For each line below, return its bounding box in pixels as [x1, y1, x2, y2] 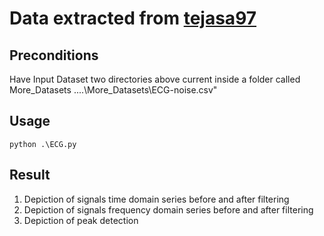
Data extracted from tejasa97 [9, 7, 257, 30]
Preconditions [9, 47, 99, 64]
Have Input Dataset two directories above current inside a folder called [9, 73, 301, 85]
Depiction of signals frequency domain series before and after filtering [23, 203, 314, 216]
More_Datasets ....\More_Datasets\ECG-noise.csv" [9, 84, 218, 96]
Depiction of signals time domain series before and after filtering [23, 193, 290, 205]
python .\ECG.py [9, 139, 77, 149]
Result [9, 167, 51, 184]
